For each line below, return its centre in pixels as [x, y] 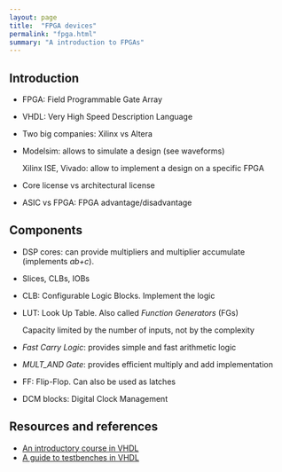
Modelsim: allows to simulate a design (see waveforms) [123, 151]
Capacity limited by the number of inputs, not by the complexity [138, 330]
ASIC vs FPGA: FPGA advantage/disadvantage [107, 203]
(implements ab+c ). [58, 261]
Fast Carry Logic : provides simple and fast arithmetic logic [129, 347]
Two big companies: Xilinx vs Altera [87, 134]
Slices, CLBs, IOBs [56, 278]
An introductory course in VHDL [80, 448]
